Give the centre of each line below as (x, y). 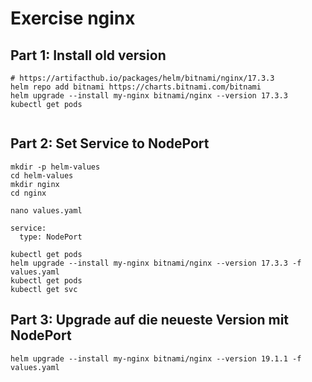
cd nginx (28, 193)
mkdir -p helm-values (55, 167)
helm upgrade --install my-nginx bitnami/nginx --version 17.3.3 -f (156, 263)
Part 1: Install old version (88, 55)
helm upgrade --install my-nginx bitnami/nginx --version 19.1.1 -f (156, 358)
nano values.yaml (46, 210)
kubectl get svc (44, 289)
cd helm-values (42, 175)
